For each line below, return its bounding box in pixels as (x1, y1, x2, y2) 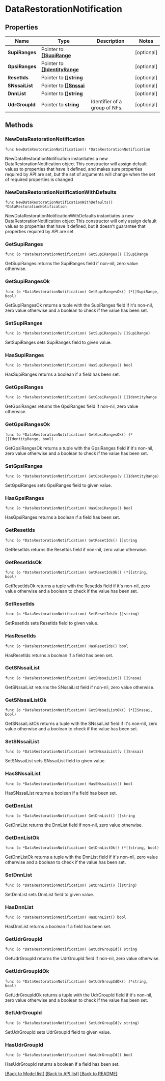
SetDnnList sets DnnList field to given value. (5, 891, 94, 897)
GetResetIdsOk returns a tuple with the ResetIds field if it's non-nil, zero (5, 583, 150, 589)
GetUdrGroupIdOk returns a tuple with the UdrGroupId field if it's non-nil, (5, 992, 153, 998)
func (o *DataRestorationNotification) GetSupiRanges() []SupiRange (5, 252, 148, 257)
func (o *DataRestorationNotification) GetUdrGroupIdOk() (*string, (5, 979, 148, 984)
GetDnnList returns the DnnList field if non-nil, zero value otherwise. (5, 822, 143, 828)
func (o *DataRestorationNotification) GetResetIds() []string (5, 538, 137, 543)
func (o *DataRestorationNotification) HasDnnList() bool (5, 915, 126, 920)
